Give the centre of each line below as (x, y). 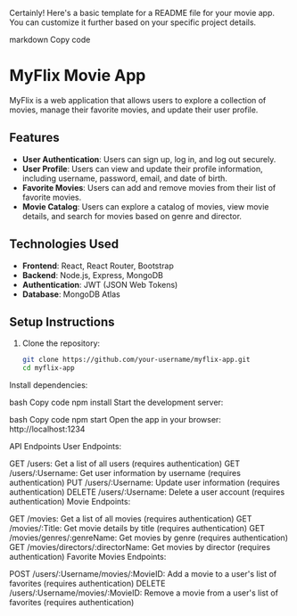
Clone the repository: (61, 343)
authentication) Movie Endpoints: (70, 502)
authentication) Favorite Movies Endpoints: (88, 557)
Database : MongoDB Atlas (71, 294)
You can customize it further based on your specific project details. (133, 22)
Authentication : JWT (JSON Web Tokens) (100, 284)
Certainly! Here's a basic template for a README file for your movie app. (142, 13)
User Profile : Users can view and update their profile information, (142, 168)
